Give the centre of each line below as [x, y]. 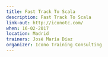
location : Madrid [28, 34]
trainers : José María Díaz [39, 39]
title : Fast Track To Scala [41, 12]
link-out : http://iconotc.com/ [45, 23]
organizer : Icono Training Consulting [54, 45]
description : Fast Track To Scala [49, 17]
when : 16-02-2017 [28, 28]
